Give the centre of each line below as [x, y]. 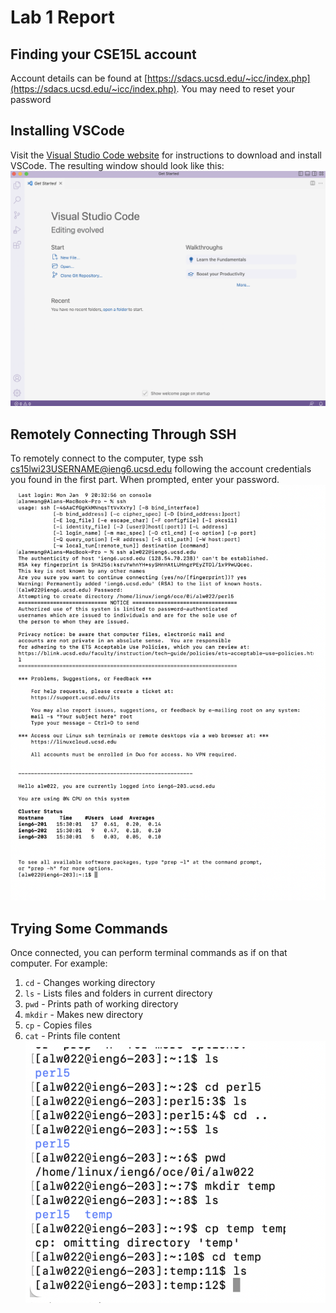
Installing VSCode [67, 131]
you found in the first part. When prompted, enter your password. [145, 480]
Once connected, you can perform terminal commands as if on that [149, 953]
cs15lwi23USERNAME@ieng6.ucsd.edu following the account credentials [161, 469]
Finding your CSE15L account [103, 54]
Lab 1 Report [62, 17]
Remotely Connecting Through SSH [123, 434]
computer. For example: [59, 963]
